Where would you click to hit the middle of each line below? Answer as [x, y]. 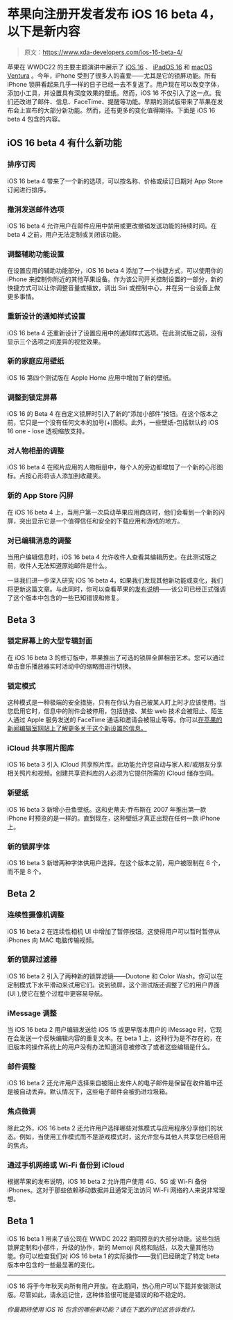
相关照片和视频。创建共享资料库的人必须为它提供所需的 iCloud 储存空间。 [112, 773]
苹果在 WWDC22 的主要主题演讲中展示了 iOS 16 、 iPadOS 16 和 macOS [110, 67]
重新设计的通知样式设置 [46, 317]
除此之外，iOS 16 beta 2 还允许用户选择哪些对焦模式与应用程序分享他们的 [112, 1128]
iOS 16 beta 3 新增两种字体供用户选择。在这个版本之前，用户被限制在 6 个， [115, 862]
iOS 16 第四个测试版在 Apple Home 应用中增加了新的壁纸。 [91, 377]
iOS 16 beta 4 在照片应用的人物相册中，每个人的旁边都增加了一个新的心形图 [115, 467]
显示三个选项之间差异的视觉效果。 [56, 342]
